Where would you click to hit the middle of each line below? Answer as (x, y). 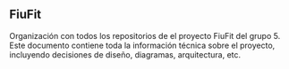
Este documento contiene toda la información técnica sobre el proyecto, (142, 45)
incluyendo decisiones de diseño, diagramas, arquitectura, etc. (125, 54)
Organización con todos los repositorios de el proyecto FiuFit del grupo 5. (145, 35)
